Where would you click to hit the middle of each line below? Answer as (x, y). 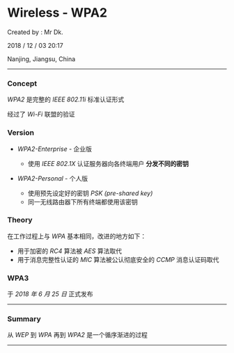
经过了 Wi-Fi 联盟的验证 (41, 114)
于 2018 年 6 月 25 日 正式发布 (50, 294)
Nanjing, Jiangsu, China (41, 59)
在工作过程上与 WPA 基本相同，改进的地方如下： (77, 236)
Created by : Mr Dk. (36, 32)
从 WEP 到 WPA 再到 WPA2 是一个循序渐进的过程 (78, 335)
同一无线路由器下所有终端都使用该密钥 (83, 202)
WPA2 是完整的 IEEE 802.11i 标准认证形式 (66, 99)
